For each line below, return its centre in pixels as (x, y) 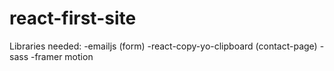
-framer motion (62, 56)
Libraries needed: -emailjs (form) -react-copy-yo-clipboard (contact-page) (163, 46)
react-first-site (73, 18)
